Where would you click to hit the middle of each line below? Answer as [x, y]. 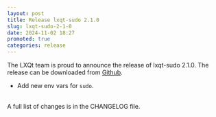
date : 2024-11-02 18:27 [41, 33]
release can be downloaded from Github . [65, 72]
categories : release [37, 45]
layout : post [26, 13]
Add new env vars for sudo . [55, 86]
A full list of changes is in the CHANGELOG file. [74, 106]
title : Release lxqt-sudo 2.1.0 [53, 20]
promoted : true [29, 39]
